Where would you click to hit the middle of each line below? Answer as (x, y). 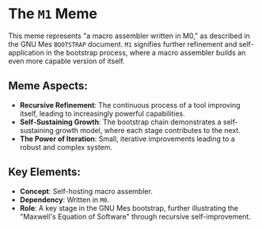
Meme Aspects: (48, 86)
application (27, 52)
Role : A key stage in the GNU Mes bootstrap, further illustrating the (129, 208)
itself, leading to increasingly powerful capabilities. (103, 113)
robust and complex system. (66, 147)
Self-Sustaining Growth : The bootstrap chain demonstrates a (120, 122)
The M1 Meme (53, 14)
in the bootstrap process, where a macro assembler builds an (146, 52)
